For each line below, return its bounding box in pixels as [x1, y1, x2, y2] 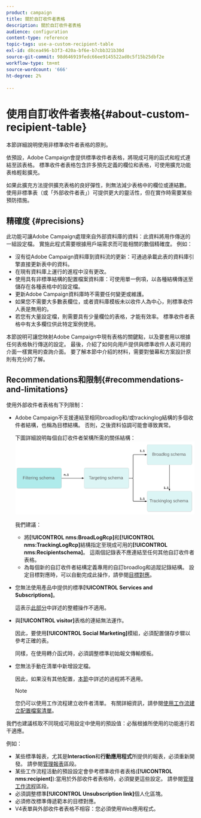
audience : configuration [6, 29, 68, 35]
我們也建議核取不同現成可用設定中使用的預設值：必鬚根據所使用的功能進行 [6, 720, 190, 727]
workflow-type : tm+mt [6, 60, 60, 66]
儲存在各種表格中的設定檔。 [14, 283, 84, 290]
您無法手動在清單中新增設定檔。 [14, 662, 94, 670]
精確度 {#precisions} [6, 216, 85, 226]
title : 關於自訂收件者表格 [6, 16, 66, 22]
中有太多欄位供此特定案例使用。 [20, 320, 99, 328]
